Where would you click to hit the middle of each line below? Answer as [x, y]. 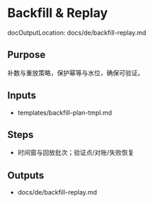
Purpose [27, 55]
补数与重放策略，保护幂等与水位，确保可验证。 [75, 73]
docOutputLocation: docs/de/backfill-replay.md [77, 33]
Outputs [26, 175]
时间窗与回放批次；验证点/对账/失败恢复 [76, 153]
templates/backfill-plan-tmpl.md [64, 112]
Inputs [22, 96]
